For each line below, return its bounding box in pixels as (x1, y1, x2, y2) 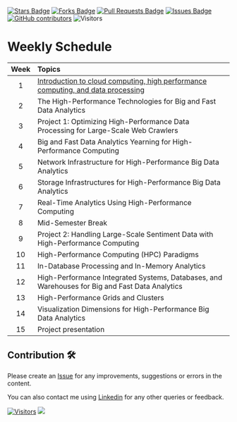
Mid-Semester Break (37, 218, 108, 228)
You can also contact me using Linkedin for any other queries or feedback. (7, 392, 224, 401)
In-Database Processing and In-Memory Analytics (37, 261, 206, 271)
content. (7, 379, 32, 387)
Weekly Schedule (7, 39, 112, 55)
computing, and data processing (37, 85, 145, 94)
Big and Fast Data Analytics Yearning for (37, 137, 171, 147)
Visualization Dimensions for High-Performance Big (37, 304, 209, 314)
